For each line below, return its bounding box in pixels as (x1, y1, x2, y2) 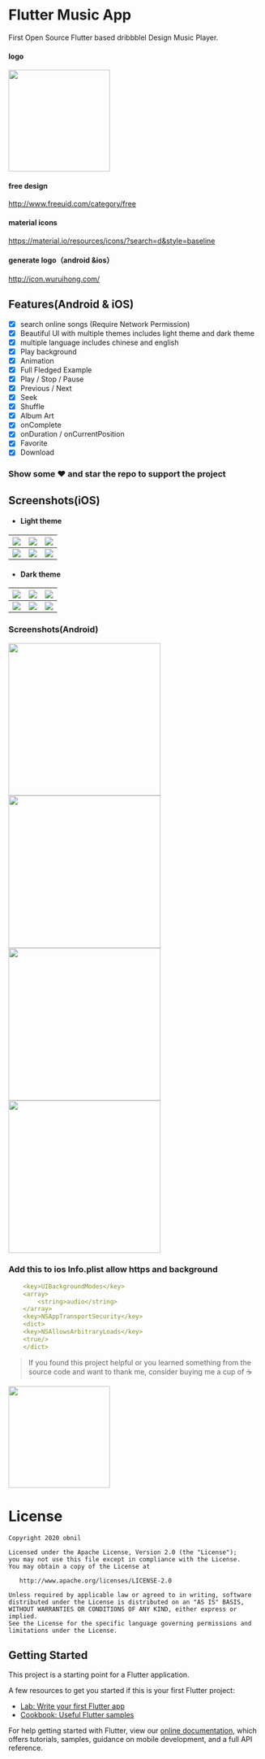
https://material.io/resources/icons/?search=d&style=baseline (8, 236, 216, 246)
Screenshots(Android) (8, 624, 99, 635)
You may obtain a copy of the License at (8, 1562, 151, 1570)
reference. (8, 1743, 43, 1753)
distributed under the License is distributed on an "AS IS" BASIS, (8, 1598, 245, 1606)
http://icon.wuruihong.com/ (8, 274, 100, 284)
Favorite (19, 438, 48, 448)
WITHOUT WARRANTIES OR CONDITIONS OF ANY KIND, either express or (8, 1604, 237, 1613)
